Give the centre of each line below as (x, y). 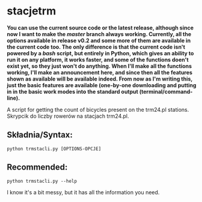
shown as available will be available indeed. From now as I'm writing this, (100, 79)
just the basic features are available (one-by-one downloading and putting (102, 85)
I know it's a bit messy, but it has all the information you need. (83, 192)
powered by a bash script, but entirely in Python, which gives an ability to (100, 53)
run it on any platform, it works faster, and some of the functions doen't (98, 60)
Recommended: (37, 167)
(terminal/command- (166, 91)
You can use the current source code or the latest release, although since (100, 28)
